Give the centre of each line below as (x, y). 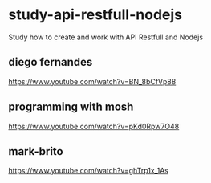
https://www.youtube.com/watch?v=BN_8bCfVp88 (92, 81)
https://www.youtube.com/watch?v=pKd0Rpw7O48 (94, 126)
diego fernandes (51, 62)
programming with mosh (71, 107)
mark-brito (36, 151)
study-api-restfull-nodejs (95, 15)
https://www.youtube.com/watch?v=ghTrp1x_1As (88, 171)
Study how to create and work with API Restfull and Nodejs (105, 37)
